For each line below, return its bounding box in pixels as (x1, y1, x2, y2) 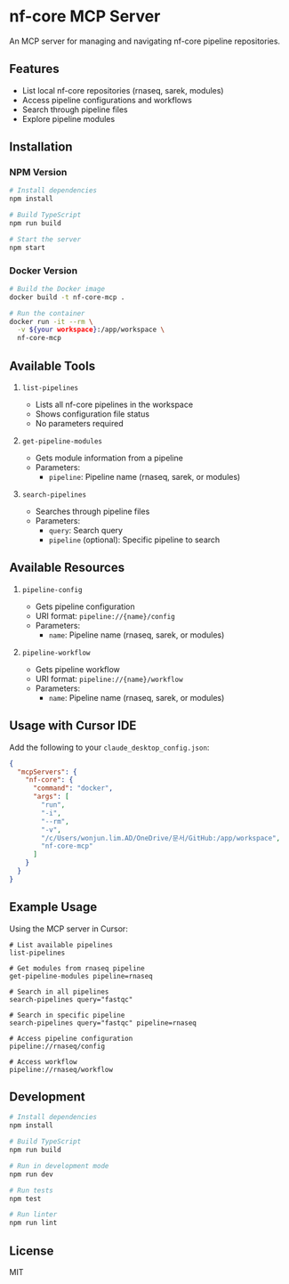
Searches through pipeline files (35, 506, 150, 517)
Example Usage (9, 899, 98, 914)
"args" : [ (32, 792, 69, 801)
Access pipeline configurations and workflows (21, 94, 193, 105)
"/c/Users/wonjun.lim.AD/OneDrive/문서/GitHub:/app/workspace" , (41, 833, 281, 842)
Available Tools (9, 358, 96, 373)
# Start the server (9, 234, 82, 244)
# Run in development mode (9, 1161, 109, 1170)
